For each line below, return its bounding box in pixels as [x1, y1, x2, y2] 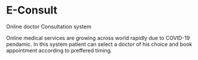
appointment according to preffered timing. [6, 46, 112, 54]
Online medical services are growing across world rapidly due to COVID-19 [6, 34, 190, 41]
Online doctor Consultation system [6, 23, 91, 30]
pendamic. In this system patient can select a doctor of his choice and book [6, 41, 193, 48]
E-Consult [6, 4, 58, 17]
